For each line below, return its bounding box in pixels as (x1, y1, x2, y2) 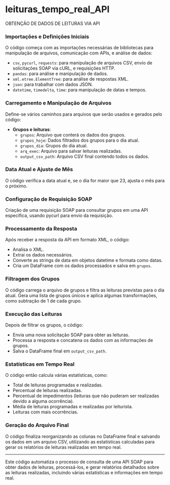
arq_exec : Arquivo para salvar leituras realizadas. (20, 148, 122, 154)
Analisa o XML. (12, 246, 45, 252)
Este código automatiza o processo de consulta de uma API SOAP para (5, 459, 153, 465)
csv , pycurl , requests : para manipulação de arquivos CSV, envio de (12, 60, 153, 66)
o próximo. (5, 183, 28, 189)
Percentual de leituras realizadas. (12, 387, 82, 394)
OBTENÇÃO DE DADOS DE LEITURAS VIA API (5, 20, 100, 26)
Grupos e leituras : (12, 126, 52, 133)
